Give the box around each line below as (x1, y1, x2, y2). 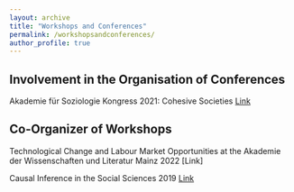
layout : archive (9, 13, 70, 23)
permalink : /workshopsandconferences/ (9, 30, 155, 39)
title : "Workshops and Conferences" (9, 22, 147, 31)
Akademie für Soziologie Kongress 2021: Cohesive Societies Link (9, 96, 251, 106)
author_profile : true (9, 38, 91, 48)
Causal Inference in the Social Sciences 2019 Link (9, 172, 195, 183)
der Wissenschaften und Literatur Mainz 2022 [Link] (9, 155, 204, 166)
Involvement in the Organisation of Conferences (9, 71, 286, 87)
